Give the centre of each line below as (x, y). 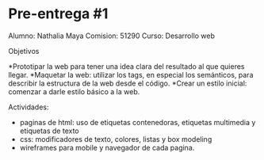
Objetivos (24, 51)
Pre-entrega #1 (58, 14)
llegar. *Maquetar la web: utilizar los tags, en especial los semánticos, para (131, 74)
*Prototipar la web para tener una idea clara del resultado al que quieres (126, 66)
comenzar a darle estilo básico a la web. (74, 91)
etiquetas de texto (49, 131)
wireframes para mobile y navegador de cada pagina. (107, 147)
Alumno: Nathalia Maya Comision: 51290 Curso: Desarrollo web (112, 36)
